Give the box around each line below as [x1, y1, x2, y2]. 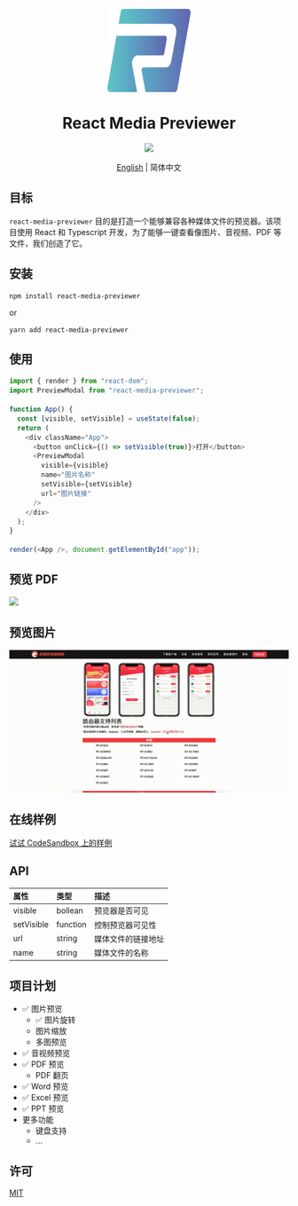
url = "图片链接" [41, 489, 91, 498]
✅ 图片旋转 [35, 1014, 76, 1025]
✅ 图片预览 [21, 1004, 63, 1014]
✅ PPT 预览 [21, 1103, 65, 1114]
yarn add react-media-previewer [9, 325, 129, 335]
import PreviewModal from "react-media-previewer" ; [9, 386, 204, 395]
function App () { [9, 405, 74, 414]
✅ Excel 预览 [21, 1092, 69, 1103]
